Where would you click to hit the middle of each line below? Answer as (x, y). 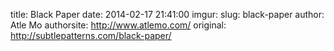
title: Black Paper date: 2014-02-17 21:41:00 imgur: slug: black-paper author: (167, 14)
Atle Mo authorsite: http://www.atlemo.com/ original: (118, 25)
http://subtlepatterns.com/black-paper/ (91, 35)
